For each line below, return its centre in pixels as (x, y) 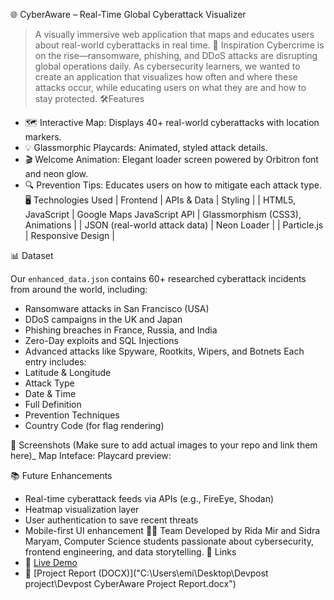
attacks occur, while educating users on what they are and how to (170, 87)
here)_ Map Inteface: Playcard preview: (91, 455)
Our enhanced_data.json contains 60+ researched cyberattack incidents (158, 278)
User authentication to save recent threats (111, 520)
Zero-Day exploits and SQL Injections (102, 340)
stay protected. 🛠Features (89, 98)
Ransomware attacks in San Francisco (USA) (117, 308)
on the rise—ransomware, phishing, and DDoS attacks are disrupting (176, 55)
